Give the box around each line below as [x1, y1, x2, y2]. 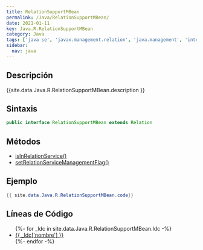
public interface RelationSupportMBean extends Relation [6, 120, 153, 126]
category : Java [6, 31, 45, 37]
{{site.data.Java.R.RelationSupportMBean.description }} [6, 86, 145, 93]
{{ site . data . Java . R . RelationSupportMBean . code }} [6, 192, 134, 198]
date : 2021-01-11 [6, 20, 50, 26]
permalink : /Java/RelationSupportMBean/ [6, 14, 110, 20]
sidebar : [6, 43, 28, 49]
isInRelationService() [14, 152, 67, 160]
